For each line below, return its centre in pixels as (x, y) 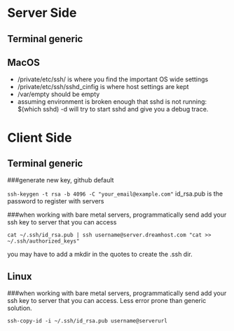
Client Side (40, 137)
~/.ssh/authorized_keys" (43, 241)
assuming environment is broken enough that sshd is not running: (112, 102)
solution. (20, 308)
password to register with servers (56, 201)
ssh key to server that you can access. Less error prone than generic (107, 301)
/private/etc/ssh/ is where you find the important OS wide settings (113, 79)
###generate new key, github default (61, 180)
